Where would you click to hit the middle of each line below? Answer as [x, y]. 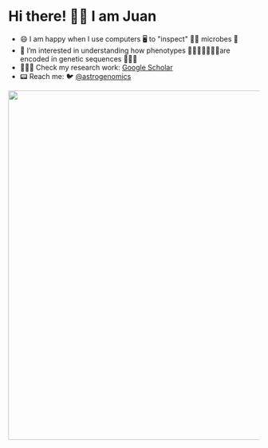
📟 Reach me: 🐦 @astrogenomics [75, 76]
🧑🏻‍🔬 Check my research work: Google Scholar [96, 67]
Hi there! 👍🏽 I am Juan [83, 16]
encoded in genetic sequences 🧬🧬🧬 [79, 58]
